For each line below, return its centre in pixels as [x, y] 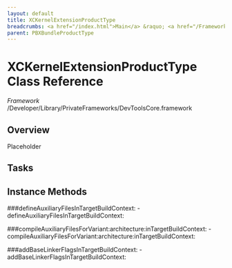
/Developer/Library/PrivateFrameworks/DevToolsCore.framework [100, 108]
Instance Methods [47, 192]
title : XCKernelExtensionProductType [61, 20]
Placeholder [24, 146]
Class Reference [55, 82]
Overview [29, 130]
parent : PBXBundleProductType [51, 33]
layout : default [30, 13]
